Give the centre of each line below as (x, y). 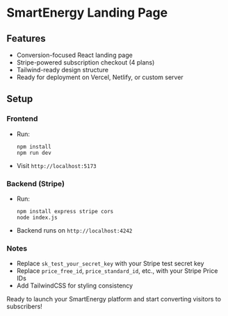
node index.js (37, 217)
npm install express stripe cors (65, 211)
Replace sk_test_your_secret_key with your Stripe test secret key (110, 264)
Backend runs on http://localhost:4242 (74, 230)
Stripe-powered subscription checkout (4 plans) (85, 63)
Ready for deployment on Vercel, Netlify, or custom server (100, 77)
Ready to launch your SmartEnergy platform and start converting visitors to (114, 299)
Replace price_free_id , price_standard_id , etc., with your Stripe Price (117, 271)
